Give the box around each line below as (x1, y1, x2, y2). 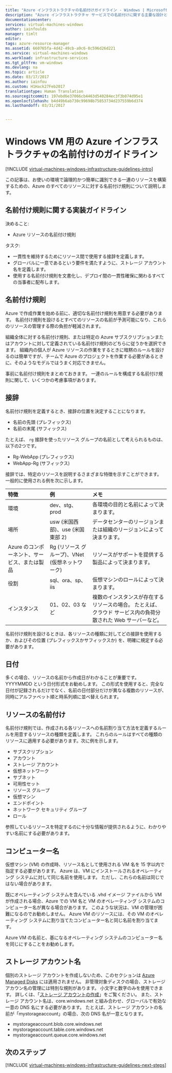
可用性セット (12, 781, 40, 787)
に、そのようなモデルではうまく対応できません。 (5, 359, 109, 365)
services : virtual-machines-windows (5, 22, 83, 27)
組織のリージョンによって (102, 526, 164, 533)
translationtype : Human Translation (5, 88, 83, 94)
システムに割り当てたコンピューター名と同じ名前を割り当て (29, 917, 154, 923)
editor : (5, 36, 22, 42)
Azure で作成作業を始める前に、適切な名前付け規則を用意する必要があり (5, 310, 158, 316)
